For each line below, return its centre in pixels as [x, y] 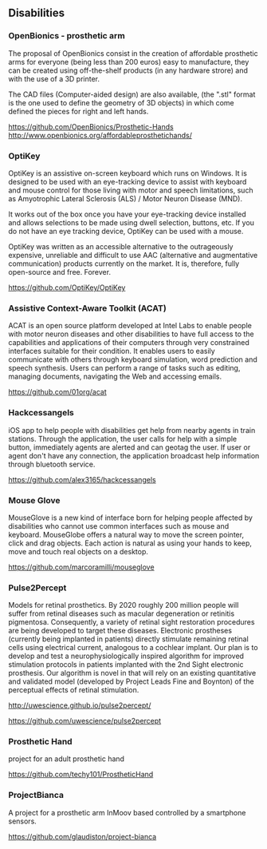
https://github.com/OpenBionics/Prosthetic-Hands [91, 126]
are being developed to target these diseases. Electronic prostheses [120, 631]
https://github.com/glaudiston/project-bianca [82, 836]
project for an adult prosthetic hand [67, 759]
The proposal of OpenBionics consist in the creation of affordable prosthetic [133, 53]
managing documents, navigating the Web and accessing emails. [115, 377]
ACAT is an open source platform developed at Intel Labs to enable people [130, 326]
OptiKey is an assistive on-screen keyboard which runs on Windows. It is [128, 173]
